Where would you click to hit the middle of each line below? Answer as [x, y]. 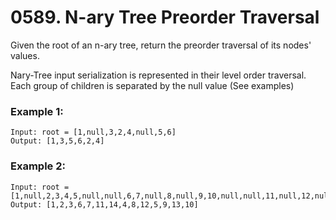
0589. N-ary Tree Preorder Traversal [165, 17]
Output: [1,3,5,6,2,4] [57, 141]
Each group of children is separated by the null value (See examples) [152, 85]
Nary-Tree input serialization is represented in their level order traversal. [158, 75]
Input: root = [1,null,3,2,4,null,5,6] [93, 132]
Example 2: [38, 166]
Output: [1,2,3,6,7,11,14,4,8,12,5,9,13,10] [104, 204]
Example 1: [37, 111]
